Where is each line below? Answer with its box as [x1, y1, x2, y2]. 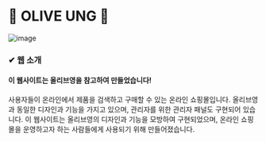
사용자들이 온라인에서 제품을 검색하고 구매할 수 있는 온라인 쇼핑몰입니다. [8, 95, 231, 105]
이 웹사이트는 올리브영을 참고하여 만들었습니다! [8, 75, 152, 86]
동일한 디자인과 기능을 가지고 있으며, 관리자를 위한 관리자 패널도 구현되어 [16, 105, 241, 114]
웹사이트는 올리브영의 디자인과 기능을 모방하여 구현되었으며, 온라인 [33, 115, 240, 124]
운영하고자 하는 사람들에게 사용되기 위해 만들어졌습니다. [22, 124, 195, 134]
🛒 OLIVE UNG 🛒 [8, 7, 110, 25]
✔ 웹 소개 [8, 55, 42, 66]
